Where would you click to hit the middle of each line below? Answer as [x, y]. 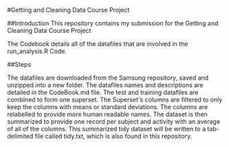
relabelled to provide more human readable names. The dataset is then [107, 114]
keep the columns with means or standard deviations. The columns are [108, 107]
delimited [20, 136]
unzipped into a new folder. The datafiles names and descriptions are [105, 85]
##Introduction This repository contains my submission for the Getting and [113, 23]
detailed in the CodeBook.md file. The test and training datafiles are [103, 92]
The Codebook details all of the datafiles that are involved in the [98, 44]
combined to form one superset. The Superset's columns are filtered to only [115, 100]
